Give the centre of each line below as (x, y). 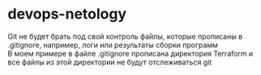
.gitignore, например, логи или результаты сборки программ (113, 44)
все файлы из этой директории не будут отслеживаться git (110, 62)
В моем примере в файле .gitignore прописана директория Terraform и (130, 53)
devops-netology (67, 14)
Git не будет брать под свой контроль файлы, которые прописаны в (125, 36)
